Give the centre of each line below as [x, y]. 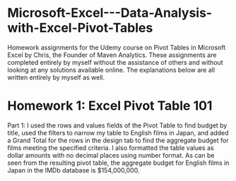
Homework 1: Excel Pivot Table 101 [110, 106]
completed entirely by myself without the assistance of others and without [116, 62]
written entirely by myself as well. [56, 77]
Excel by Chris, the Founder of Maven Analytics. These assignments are [112, 55]
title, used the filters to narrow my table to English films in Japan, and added [118, 132]
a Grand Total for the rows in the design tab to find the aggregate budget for [118, 140]
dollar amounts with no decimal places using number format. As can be [111, 155]
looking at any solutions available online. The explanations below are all [111, 70]
